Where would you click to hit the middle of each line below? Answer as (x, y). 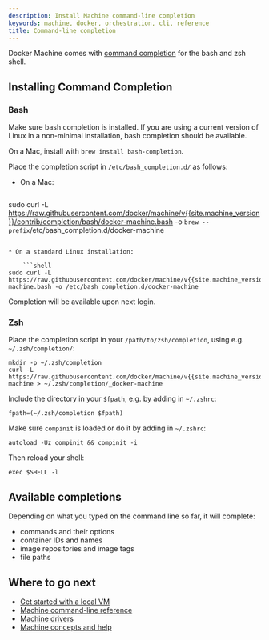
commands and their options (67, 532)
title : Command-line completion (62, 30)
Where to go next (52, 582)
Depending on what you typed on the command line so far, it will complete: (132, 516)
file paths (35, 558)
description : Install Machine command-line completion (102, 16)
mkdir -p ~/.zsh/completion (55, 363)
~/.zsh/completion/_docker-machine (103, 384)
